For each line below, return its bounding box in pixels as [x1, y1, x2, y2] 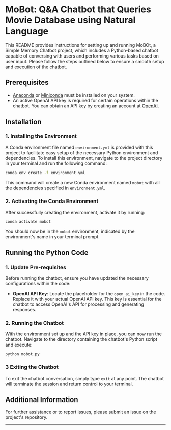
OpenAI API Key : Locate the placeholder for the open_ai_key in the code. [12, 291, 165, 297]
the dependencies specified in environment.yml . [5, 185, 106, 191]
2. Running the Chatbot [5, 320, 64, 327]
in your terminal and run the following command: [5, 160, 107, 166]
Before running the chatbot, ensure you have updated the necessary [5, 275, 149, 281]
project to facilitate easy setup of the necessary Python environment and [5, 150, 158, 156]
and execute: [5, 342, 33, 348]
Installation [5, 118, 42, 126]
